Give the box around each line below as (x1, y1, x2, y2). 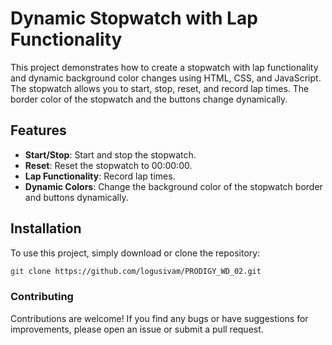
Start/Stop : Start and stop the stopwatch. (24, 148, 197, 161)
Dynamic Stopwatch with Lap (10, 7, 258, 30)
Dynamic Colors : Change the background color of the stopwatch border (24, 180, 323, 192)
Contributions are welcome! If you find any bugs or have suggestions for (10, 312, 309, 324)
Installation (10, 220, 82, 237)
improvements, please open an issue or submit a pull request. (10, 323, 264, 335)
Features (10, 122, 67, 139)
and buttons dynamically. (24, 191, 129, 203)
